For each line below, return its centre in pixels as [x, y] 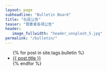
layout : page [19, 10]
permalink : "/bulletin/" [31, 39]
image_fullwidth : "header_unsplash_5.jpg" [57, 33]
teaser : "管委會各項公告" [30, 24]
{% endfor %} [27, 63]
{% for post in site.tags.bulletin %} [48, 52]
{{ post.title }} [27, 58]
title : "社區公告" [23, 19]
